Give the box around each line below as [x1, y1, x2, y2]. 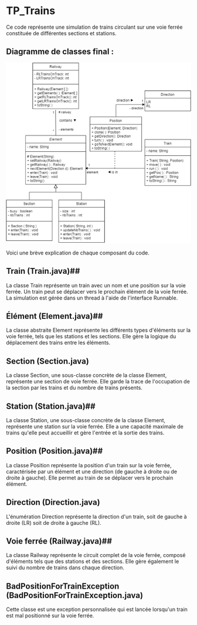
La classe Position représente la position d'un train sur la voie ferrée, [6, 461, 172, 468]
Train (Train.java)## [6, 266, 80, 276]
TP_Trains [6, 4, 56, 18]
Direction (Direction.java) [6, 497, 101, 508]
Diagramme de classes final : [6, 47, 114, 57]
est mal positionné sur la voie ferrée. [6, 612, 94, 619]
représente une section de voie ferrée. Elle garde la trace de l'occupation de [6, 378, 191, 385]
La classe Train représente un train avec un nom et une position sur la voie [6, 281, 186, 288]
